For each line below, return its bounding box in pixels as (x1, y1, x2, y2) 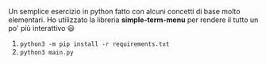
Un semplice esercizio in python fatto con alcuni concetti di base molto (8, 7, 241, 16)
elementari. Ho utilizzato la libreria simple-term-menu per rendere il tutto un (8, 15, 259, 24)
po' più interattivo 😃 (8, 24, 75, 32)
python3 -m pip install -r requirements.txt (19, 40, 170, 48)
